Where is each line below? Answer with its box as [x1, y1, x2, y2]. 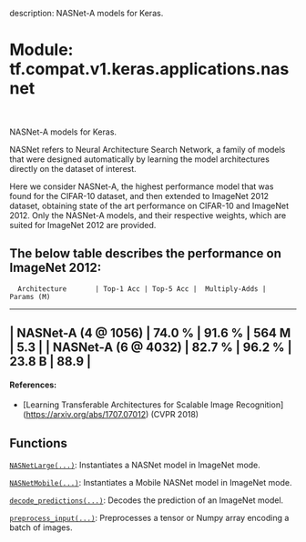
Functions [9, 436, 68, 451]
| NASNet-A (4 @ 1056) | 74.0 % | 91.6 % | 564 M [9, 326, 291, 341]
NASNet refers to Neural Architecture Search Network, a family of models [9, 144, 286, 155]
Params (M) [9, 292, 51, 301]
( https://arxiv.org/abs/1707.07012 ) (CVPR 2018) [22, 409, 199, 420]
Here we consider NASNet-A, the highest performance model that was [9, 181, 274, 192]
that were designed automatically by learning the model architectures [9, 154, 270, 165]
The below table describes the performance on [9, 246, 282, 262]
